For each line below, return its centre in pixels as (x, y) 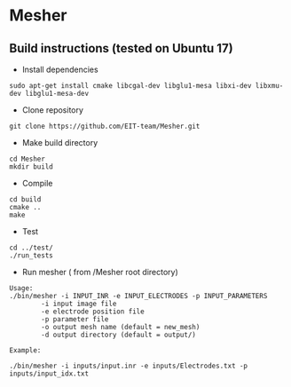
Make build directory (60, 142)
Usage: (21, 288)
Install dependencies (60, 69)
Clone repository (53, 110)
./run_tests (31, 256)
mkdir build (31, 167)
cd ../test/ (31, 248)
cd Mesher (28, 159)
